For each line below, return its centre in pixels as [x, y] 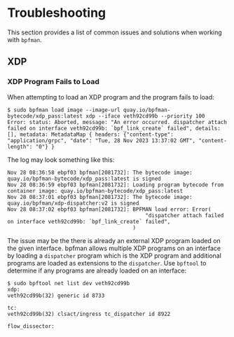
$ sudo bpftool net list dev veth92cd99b [69, 283]
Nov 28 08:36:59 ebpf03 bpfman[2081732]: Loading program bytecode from [116, 185]
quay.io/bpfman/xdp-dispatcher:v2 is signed [73, 203]
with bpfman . [25, 39]
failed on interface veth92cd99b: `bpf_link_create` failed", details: [114, 128]
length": [20, 146]
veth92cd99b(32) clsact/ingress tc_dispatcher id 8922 [89, 314]
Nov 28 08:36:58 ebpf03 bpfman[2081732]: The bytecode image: [100, 172]
